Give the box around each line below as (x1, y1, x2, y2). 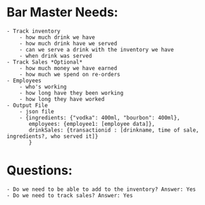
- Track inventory (6, 28, 61, 35)
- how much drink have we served (19, 40, 118, 47)
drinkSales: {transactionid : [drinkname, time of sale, (28, 127, 199, 134)
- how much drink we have (19, 33, 96, 41)
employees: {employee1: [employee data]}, (28, 120, 156, 127)
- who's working (19, 83, 68, 90)
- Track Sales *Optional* (6, 58, 82, 66)
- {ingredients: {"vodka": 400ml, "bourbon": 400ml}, (19, 114, 180, 121)
